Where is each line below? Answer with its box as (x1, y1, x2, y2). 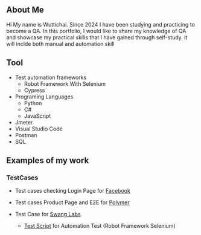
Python (24, 99, 42, 106)
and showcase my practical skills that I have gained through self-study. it (6, 33, 188, 41)
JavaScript (24, 112, 51, 120)
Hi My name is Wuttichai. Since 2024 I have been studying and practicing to (6, 21, 195, 28)
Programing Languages (14, 93, 74, 100)
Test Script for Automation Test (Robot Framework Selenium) (24, 222, 176, 230)
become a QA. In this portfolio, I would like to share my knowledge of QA (6, 27, 187, 34)
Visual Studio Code (14, 125, 63, 132)
